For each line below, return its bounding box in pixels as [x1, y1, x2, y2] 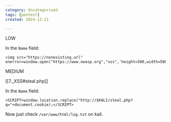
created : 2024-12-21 [5, 17, 49, 22]
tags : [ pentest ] [5, 12, 40, 17]
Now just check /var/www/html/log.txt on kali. [5, 111, 103, 117]
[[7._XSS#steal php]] [5, 78, 48, 84]
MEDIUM [5, 68, 24, 74]
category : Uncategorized [5, 7, 58, 13]
